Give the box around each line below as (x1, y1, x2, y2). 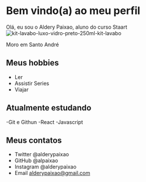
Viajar (14, 86, 29, 93)
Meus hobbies (6, 58, 60, 68)
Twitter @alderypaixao (14, 151, 69, 158)
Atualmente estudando (6, 103, 92, 113)
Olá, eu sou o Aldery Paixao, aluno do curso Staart (6, 23, 127, 30)
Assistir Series (14, 80, 50, 87)
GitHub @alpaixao (14, 157, 58, 164)
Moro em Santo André (6, 41, 60, 48)
